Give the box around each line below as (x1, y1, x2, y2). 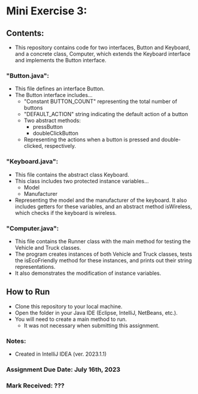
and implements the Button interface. (14, 57, 106, 63)
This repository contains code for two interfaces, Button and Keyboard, (14, 44, 190, 51)
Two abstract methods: (23, 117, 81, 124)
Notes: (6, 337, 26, 345)
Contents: (6, 28, 44, 38)
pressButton (32, 123, 63, 131)
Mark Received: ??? (6, 381, 65, 390)
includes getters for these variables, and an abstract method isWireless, (14, 202, 193, 210)
